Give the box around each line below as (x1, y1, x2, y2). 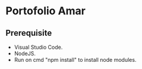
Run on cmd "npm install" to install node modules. (14, 57, 137, 63)
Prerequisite (5, 28, 52, 38)
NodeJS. (14, 50, 36, 57)
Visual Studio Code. (14, 43, 63, 51)
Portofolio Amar (5, 4, 86, 18)
